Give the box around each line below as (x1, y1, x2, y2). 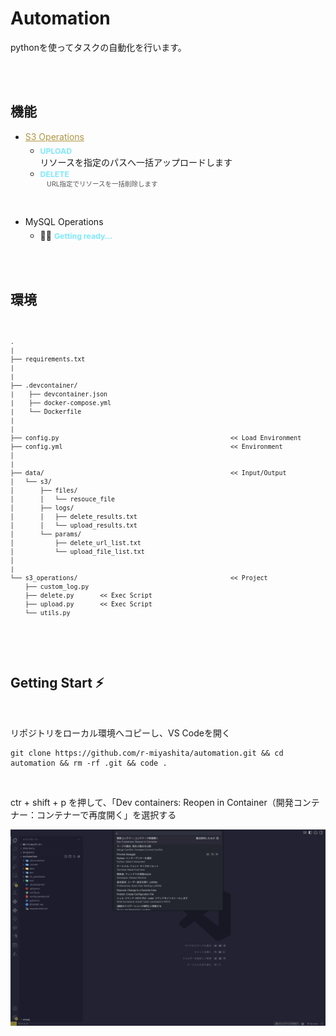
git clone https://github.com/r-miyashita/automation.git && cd (10, 748, 284, 758)
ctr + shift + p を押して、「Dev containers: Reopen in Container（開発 (10, 796, 294, 808)
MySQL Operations (24, 216, 104, 227)
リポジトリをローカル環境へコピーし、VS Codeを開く (10, 727, 231, 739)
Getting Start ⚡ (10, 675, 105, 692)
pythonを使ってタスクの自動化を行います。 (10, 41, 187, 53)
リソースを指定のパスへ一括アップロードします (39, 157, 233, 168)
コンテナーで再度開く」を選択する (36, 808, 177, 821)
